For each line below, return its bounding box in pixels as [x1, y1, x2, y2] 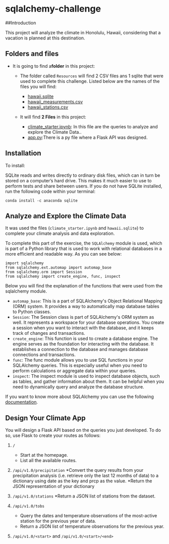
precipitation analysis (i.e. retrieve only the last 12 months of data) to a [12, 473, 159, 479]
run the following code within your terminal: [5, 188, 96, 194]
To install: [5, 162, 25, 168]
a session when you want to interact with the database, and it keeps [12, 325, 154, 331]
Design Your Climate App [5, 414, 86, 422]
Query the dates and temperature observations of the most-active [20, 513, 157, 519]
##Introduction [5, 20, 36, 26]
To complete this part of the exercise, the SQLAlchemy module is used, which [5, 240, 162, 246]
